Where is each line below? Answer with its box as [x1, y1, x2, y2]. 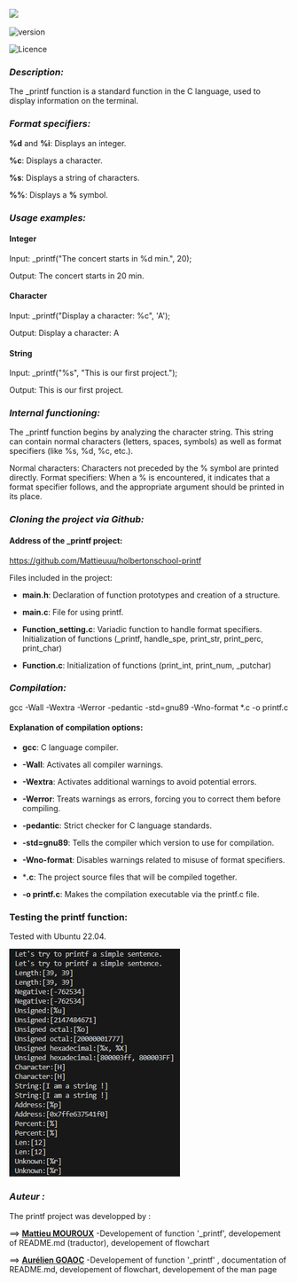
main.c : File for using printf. [21, 606, 124, 617]
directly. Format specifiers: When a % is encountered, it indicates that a [9, 473, 270, 483]
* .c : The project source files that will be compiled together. [21, 872, 238, 882]
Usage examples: [9, 211, 87, 223]
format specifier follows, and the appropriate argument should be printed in [9, 481, 285, 492]
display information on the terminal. [9, 96, 139, 106]
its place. [9, 491, 43, 502]
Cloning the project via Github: [9, 513, 145, 526]
